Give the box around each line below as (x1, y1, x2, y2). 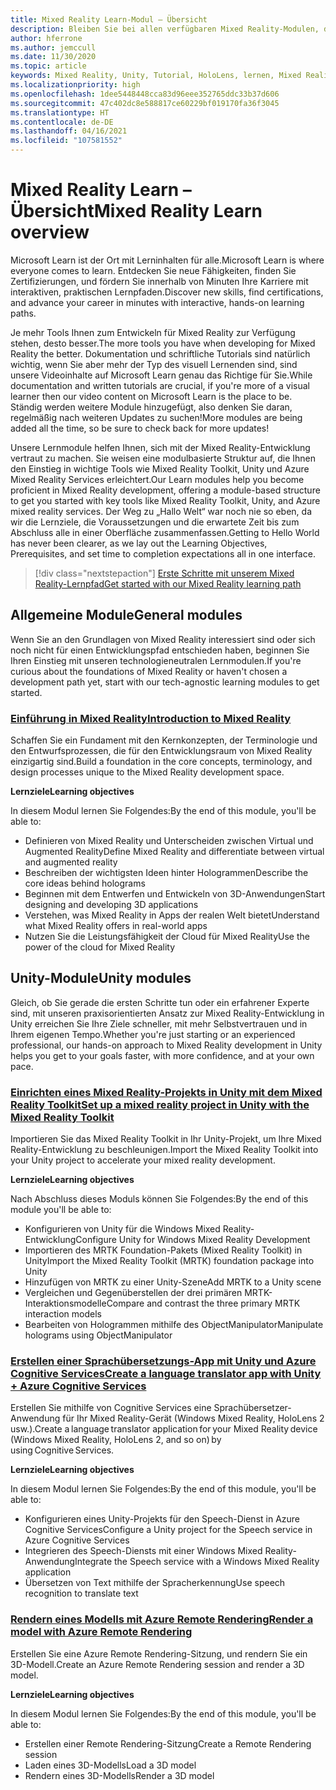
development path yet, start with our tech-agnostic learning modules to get (10, 676, 320, 688)
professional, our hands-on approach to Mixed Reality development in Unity (10, 1039, 323, 1051)
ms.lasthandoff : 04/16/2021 (10, 126, 128, 136)
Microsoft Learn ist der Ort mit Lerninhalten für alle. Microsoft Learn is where (10, 254, 325, 266)
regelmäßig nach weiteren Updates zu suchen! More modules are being (10, 411, 303, 423)
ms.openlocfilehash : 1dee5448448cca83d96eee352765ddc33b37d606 (10, 89, 280, 99)
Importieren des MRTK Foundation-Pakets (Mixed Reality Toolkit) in (24, 1244, 303, 1256)
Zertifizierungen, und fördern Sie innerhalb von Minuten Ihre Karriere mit (10, 275, 309, 287)
